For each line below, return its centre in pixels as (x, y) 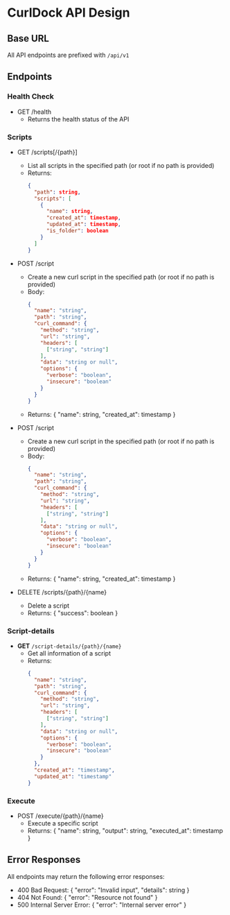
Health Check (30, 96)
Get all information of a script (69, 653)
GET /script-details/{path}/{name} (69, 646)
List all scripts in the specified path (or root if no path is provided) (121, 165)
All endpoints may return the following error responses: (86, 876)
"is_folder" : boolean (77, 231)
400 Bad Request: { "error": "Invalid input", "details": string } (103, 890)
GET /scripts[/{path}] (47, 152)
